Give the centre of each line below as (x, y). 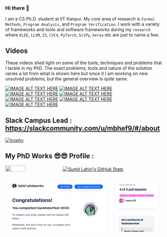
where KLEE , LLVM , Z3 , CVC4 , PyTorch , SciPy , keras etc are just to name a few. (82, 35)
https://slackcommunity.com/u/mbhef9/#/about (82, 128)
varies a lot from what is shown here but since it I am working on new (77, 74)
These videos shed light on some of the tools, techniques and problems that (83, 63)
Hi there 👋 (17, 8)
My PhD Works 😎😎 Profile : (49, 156)
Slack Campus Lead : (39, 120)
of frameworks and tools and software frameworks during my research (78, 30)
